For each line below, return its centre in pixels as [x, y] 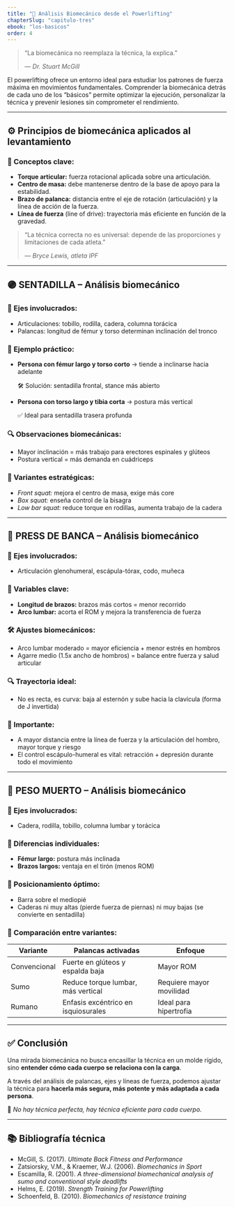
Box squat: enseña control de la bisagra [74, 500]
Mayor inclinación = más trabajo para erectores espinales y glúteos [114, 452]
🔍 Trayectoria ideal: [42, 681]
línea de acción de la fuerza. [58, 206]
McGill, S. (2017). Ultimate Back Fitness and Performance [100, 1159]
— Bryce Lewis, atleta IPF [61, 255]
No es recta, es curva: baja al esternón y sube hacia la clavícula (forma [119, 699]
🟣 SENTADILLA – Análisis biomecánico [93, 285]
